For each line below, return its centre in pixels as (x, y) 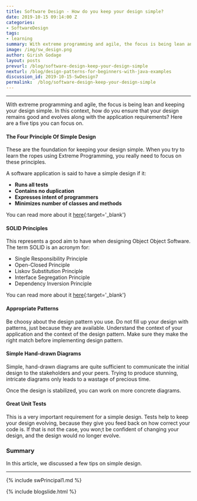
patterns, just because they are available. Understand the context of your (94, 328)
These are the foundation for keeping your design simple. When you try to (95, 149)
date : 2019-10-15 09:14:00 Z (42, 17)
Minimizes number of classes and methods (68, 203)
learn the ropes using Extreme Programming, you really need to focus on (94, 156)
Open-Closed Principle (42, 265)
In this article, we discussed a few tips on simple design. (74, 463)
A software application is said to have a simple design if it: (76, 173)
